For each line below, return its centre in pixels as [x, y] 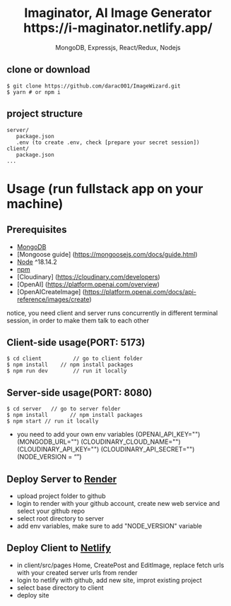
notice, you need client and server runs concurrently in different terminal [112, 313]
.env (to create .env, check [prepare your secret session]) [108, 143]
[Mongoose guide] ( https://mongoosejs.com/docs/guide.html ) [107, 254]
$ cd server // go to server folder [64, 409]
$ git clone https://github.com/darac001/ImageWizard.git [94, 86]
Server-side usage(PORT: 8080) [79, 393]
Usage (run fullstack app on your [105, 189]
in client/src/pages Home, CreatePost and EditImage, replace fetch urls [120, 565]
